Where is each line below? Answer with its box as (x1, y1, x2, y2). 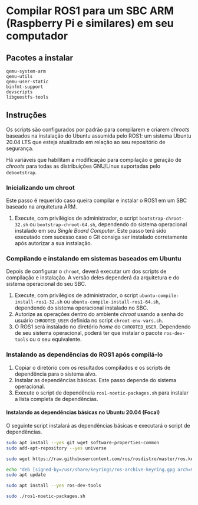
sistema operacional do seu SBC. (6, 281, 87, 288)
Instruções (6, 110, 47, 120)
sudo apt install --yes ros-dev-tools (6, 483, 101, 488)
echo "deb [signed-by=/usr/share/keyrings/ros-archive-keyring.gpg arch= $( (6, 467, 196, 473)
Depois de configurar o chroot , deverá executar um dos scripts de (6, 268, 167, 275)
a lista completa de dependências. (14, 395, 98, 402)
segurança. (6, 145, 34, 152)
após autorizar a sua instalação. (14, 240, 93, 247)
